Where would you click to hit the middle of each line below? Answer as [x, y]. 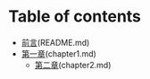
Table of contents [75, 17]
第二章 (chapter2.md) [73, 65]
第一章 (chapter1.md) [59, 53]
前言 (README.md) [55, 42]
